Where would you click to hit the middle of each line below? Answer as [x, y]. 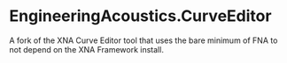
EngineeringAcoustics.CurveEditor [140, 16]
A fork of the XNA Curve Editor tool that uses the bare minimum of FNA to [143, 40]
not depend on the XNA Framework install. [86, 49]
